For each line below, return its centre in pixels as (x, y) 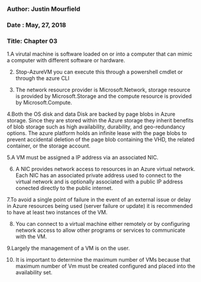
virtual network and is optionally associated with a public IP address (99, 182)
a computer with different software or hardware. (66, 60)
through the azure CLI (42, 78)
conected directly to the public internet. (64, 188)
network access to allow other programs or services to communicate (100, 230)
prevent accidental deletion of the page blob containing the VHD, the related (101, 140)
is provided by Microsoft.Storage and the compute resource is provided (103, 96)
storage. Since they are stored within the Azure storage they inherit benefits (100, 121)
